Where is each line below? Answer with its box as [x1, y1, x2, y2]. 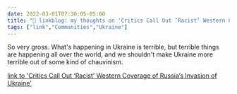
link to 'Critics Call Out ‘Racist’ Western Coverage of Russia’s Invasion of [7, 71, 217, 80]
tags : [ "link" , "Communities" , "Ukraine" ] [7, 23, 128, 30]
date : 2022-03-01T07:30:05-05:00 [7, 10, 106, 18]
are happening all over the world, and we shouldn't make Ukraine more [7, 50, 214, 59]
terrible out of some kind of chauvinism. [7, 58, 123, 66]
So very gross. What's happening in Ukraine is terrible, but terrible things [7, 43, 220, 52]
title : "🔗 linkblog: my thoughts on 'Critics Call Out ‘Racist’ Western [7, 17, 226, 24]
